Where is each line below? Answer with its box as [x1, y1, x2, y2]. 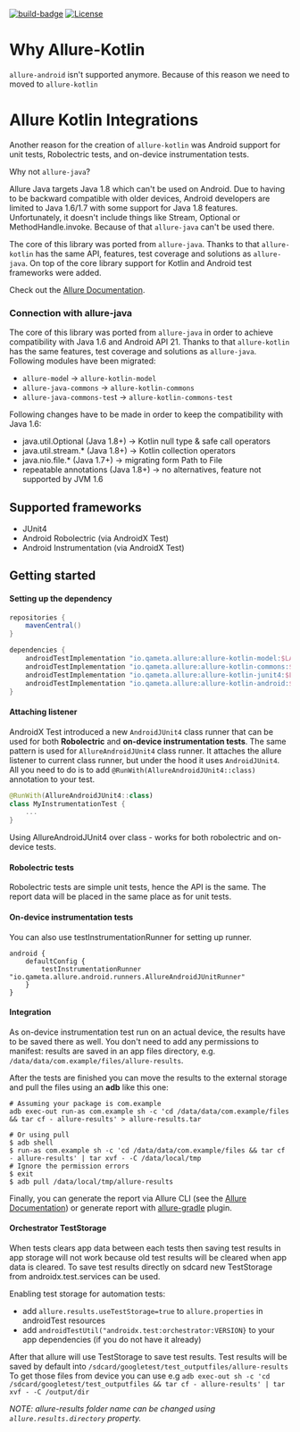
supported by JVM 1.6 [21, 474, 104, 485]
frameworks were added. [9, 267, 102, 278]
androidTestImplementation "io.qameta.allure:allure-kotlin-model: [25, 654, 281, 663]
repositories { [9, 612, 66, 622]
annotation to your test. [9, 773, 96, 785]
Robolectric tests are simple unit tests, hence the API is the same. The [9, 882, 267, 893]
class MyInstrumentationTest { [9, 799, 126, 808]
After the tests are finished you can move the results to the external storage [9, 1072, 287, 1083]
